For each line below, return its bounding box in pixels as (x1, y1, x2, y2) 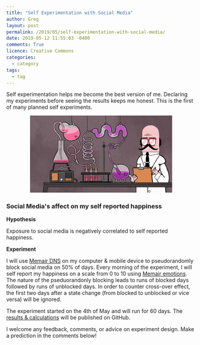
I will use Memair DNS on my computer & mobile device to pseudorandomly (6, 257, 194, 265)
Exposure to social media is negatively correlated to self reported (6, 227, 168, 235)
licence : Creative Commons (6, 48, 74, 54)
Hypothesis (6, 216, 36, 223)
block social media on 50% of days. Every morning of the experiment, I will (6, 263, 193, 271)
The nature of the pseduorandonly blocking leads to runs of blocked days (6, 277, 189, 284)
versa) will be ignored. (6, 296, 62, 303)
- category (11, 60, 39, 66)
